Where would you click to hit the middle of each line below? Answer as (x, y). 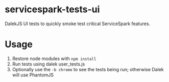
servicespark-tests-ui (52, 9)
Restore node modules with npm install (54, 58)
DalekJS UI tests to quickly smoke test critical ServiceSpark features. (78, 24)
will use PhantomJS (33, 75)
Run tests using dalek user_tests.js (49, 64)
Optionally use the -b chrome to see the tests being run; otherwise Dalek (88, 69)
